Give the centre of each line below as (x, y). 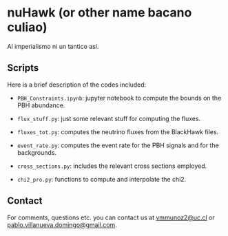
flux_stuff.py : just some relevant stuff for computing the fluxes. (109, 118)
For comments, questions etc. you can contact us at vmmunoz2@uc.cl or (111, 217)
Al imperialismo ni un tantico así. (53, 46)
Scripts (23, 68)
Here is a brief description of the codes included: (77, 85)
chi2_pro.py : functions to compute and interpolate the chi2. (102, 179)
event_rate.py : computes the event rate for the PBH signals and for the (118, 145)
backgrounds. (37, 152)
